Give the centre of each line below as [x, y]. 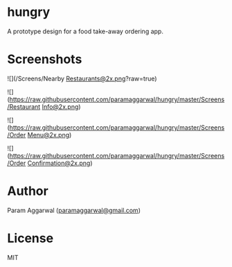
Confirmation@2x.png [59, 163]
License [30, 238]
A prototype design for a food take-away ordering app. [86, 31]
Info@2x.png [60, 106]
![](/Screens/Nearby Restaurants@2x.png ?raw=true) [82, 78]
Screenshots [45, 59]
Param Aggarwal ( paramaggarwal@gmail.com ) [74, 210]
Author [28, 191]
